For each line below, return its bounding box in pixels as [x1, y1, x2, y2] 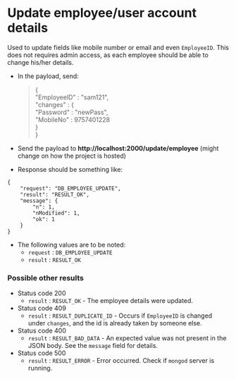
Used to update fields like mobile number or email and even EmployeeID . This [7, 43, 230, 51]
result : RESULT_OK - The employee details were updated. [27, 297, 194, 305]
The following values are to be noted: [17, 240, 126, 249]
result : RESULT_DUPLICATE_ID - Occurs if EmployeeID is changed [27, 311, 213, 320]
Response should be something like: [17, 165, 123, 173]
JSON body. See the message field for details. [27, 342, 159, 350]
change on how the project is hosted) [17, 151, 127, 160]
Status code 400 [17, 326, 67, 335]
